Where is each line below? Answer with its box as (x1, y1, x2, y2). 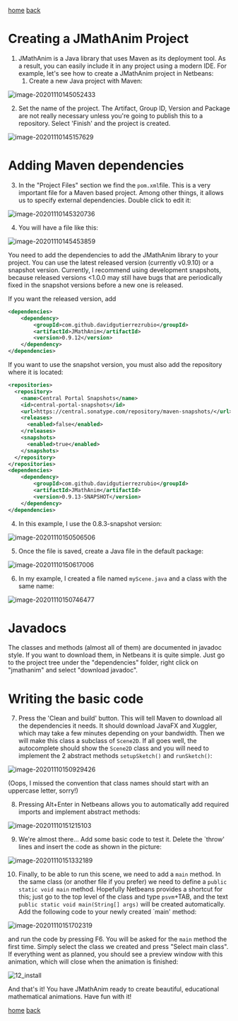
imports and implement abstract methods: (18, 807, 141, 816)
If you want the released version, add (8, 294, 117, 303)
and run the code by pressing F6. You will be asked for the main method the (8, 935, 227, 943)
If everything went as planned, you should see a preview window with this (8, 950, 223, 959)
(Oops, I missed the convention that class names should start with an (8, 779, 209, 788)
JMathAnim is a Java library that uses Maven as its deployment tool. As (18, 54, 226, 62)
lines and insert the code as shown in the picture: (18, 843, 162, 851)
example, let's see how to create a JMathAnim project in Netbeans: (18, 69, 214, 77)
